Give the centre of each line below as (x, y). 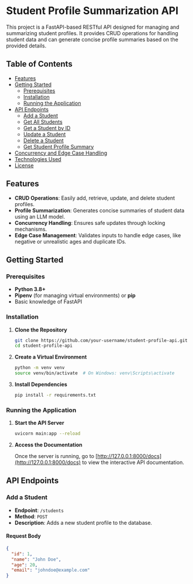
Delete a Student (44, 140)
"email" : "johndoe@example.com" (51, 570)
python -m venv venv (39, 368)
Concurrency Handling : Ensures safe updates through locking (90, 223)
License (24, 165)
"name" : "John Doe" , (36, 559)
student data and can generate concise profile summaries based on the (92, 39)
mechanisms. (31, 229)
